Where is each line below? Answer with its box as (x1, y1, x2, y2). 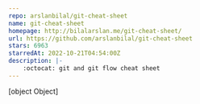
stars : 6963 (8, 42, 48, 50)
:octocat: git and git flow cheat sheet (23, 64, 160, 73)
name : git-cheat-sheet (8, 19, 85, 27)
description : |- (8, 57, 63, 65)
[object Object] (8, 86, 59, 96)
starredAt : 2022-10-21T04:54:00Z (8, 49, 121, 57)
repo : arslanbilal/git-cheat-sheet (8, 11, 128, 20)
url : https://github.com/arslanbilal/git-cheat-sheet (8, 34, 194, 43)
